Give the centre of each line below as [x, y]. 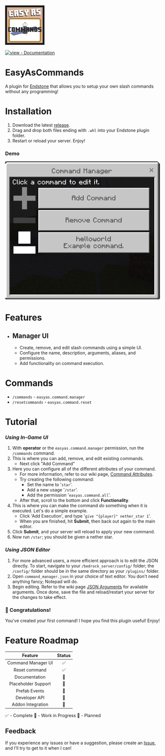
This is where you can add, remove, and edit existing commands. [78, 459]
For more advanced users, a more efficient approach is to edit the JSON [85, 560]
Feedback [21, 731]
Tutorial [21, 422]
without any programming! [32, 91]
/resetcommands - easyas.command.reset [52, 402]
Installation [28, 112]
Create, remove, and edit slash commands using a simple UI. [81, 347]
